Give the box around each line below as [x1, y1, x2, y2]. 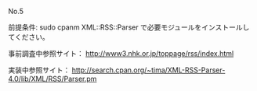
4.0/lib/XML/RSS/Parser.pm [8, 74, 97, 83]
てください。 [8, 33, 49, 41]
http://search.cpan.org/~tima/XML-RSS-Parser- [71, 65, 226, 75]
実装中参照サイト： [8, 65, 71, 75]
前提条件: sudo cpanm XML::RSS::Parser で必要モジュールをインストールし [8, 23, 250, 32]
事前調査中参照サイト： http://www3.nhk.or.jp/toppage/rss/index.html [8, 49, 234, 58]
